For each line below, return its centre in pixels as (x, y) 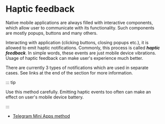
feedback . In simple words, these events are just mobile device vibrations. (81, 53)
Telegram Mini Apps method (41, 116)
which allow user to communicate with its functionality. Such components (80, 27)
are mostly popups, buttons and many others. (52, 33)
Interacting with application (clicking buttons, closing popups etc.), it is (77, 42)
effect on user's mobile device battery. (45, 97)
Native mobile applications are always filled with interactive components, (79, 23)
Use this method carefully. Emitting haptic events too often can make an (78, 92)
